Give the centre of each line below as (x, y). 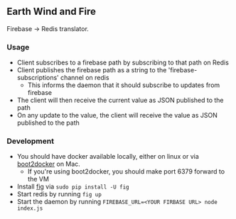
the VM (38, 179)
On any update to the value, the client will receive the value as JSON (117, 116)
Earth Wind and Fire (52, 12)
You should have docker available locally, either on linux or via (108, 157)
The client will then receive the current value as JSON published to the (120, 100)
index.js (30, 208)
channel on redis (85, 78)
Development (31, 141)
